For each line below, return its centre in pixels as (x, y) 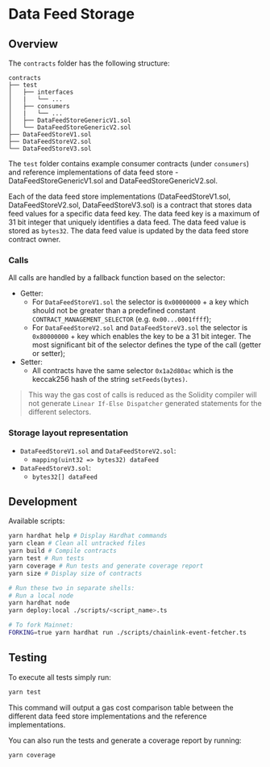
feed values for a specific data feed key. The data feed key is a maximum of (134, 214)
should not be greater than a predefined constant (114, 311)
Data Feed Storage (72, 14)
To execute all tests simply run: (60, 677)
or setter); (49, 354)
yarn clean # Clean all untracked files (77, 543)
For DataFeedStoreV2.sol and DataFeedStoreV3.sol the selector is (140, 328)
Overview (33, 44)
